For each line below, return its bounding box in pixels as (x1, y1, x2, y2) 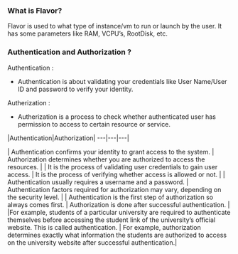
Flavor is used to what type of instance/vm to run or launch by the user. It (7, 22, 222, 31)
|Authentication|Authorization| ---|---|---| (7, 134, 129, 142)
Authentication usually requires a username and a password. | (7, 177, 189, 186)
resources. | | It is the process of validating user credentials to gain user (7, 162, 218, 171)
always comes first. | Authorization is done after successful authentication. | (7, 200, 230, 208)
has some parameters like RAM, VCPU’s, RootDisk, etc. (7, 29, 168, 38)
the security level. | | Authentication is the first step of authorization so (7, 193, 214, 201)
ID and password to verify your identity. (17, 85, 134, 93)
